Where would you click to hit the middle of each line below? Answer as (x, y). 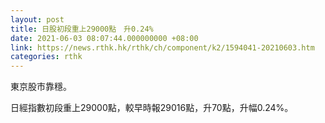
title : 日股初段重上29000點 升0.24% (82, 29)
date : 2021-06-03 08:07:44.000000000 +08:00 (104, 38)
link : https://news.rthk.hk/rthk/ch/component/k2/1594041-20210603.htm (162, 47)
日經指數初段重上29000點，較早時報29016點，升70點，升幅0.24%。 (152, 108)
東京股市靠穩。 (41, 87)
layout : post (37, 19)
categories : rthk (46, 57)
